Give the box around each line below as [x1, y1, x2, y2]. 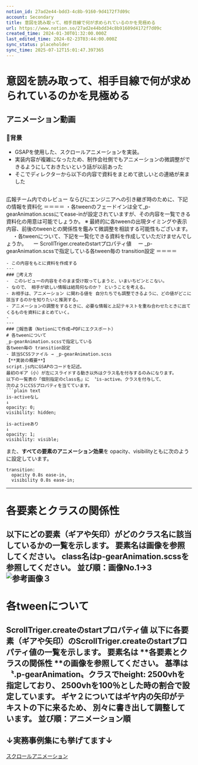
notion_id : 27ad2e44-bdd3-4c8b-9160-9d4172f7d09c [6, 8, 131, 15]
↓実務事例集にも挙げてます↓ [6, 735, 113, 745]
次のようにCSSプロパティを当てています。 [6, 382, 93, 388]
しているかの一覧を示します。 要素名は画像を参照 [6, 540, 186, 550]
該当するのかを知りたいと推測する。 [6, 297, 81, 303]
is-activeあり [6, 421, 39, 427]
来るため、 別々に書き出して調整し [52, 702, 178, 712]
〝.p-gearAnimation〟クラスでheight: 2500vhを [6, 669, 186, 679]
